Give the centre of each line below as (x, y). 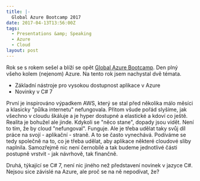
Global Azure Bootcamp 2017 (46, 17)
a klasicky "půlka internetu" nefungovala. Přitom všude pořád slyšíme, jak (96, 109)
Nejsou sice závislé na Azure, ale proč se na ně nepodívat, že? (83, 171)
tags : (13, 28)
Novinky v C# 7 (34, 91)
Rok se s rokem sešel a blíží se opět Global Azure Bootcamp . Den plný (92, 67)
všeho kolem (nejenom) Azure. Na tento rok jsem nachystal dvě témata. (94, 74)
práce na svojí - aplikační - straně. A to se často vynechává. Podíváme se (96, 135)
